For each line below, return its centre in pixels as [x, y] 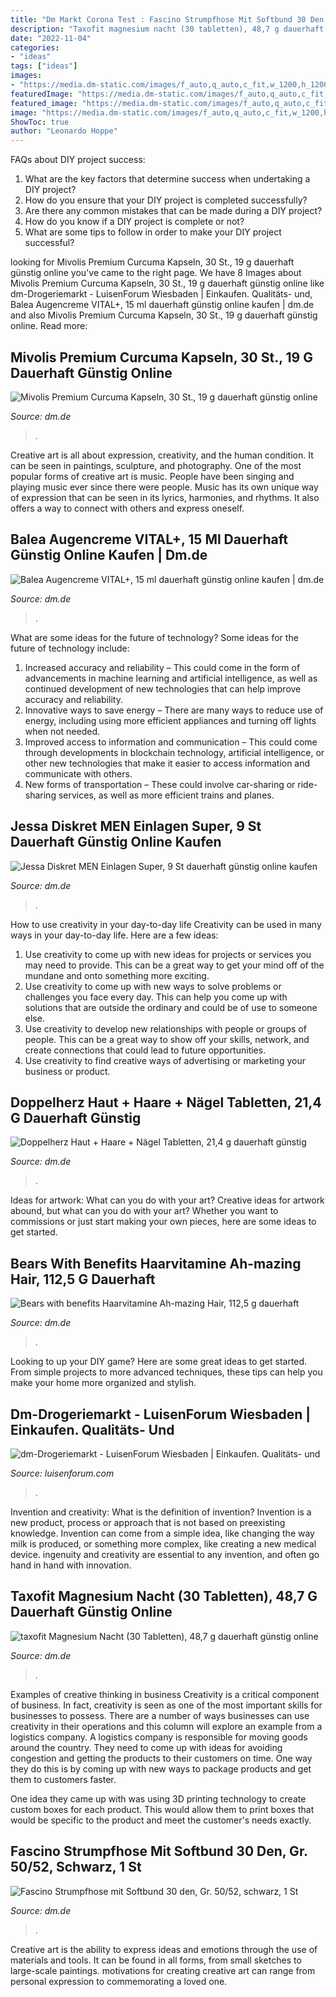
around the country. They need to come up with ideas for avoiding [146, 1747]
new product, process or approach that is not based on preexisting [148, 1522]
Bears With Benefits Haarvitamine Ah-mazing [156, 1263]
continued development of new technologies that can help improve [163, 688]
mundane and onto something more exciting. [117, 975]
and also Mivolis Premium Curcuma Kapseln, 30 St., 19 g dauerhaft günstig [164, 315]
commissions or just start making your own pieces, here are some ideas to [163, 1222]
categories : [35, 47]
